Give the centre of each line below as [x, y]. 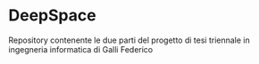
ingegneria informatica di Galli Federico [81, 49]
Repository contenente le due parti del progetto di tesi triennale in [129, 40]
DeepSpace [52, 16]
